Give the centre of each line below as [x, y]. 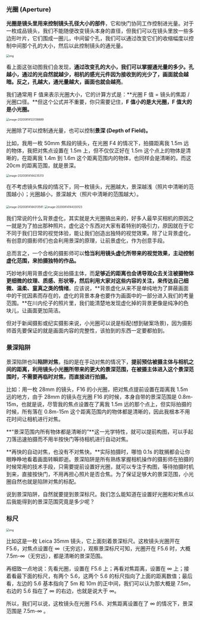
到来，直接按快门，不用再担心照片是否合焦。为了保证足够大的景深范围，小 [97, 474]
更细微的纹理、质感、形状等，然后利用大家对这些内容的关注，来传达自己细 [97, 281]
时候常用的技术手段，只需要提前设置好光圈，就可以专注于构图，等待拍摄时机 [100, 466]
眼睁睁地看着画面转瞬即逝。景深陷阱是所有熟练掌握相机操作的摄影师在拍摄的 [100, 459]
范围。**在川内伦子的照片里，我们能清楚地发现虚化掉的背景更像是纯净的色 [98, 303]
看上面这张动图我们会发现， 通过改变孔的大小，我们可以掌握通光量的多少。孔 [100, 67]
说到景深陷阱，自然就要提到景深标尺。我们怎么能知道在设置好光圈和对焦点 [97, 494]
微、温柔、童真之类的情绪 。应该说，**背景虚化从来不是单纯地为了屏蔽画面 [98, 288]
